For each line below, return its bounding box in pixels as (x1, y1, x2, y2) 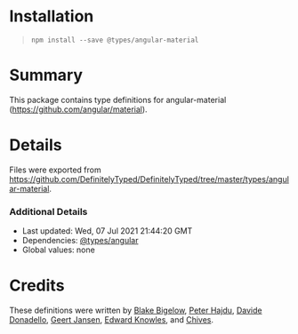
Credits (9, 275, 65, 296)
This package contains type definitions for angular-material (9, 94, 227, 105)
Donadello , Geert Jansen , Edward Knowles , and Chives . (9, 314, 214, 325)
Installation (9, 6, 94, 27)
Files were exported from (9, 164, 101, 175)
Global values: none (21, 244, 95, 255)
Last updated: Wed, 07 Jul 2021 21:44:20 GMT (21, 226, 193, 236)
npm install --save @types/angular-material (30, 36, 199, 44)
